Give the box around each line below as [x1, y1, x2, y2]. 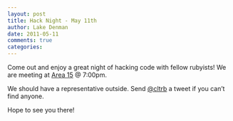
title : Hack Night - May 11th [7, 17, 98, 24]
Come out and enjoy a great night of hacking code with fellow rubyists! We [7, 63, 227, 71]
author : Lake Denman [7, 23, 69, 31]
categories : [7, 43, 43, 51]
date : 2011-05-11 [7, 30, 59, 38]
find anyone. [7, 92, 44, 100]
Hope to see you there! [7, 106, 75, 114]
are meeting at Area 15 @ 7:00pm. [7, 70, 107, 79]
